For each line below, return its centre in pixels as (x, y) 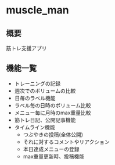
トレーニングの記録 (37, 83)
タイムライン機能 (35, 127)
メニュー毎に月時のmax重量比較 (53, 113)
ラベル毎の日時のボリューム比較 (53, 105)
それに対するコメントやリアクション (66, 142)
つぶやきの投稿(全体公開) (53, 134)
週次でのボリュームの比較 (45, 90)
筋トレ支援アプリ (26, 48)
